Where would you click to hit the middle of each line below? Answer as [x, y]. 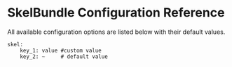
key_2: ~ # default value [64, 57]
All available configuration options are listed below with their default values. [116, 32]
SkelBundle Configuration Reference [116, 13]
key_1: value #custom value [61, 50]
